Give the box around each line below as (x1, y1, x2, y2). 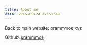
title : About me (5, 7, 38, 12)
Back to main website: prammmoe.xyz (5, 25, 82, 30)
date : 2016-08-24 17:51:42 (5, 12, 60, 16)
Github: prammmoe (5, 34, 44, 40)
